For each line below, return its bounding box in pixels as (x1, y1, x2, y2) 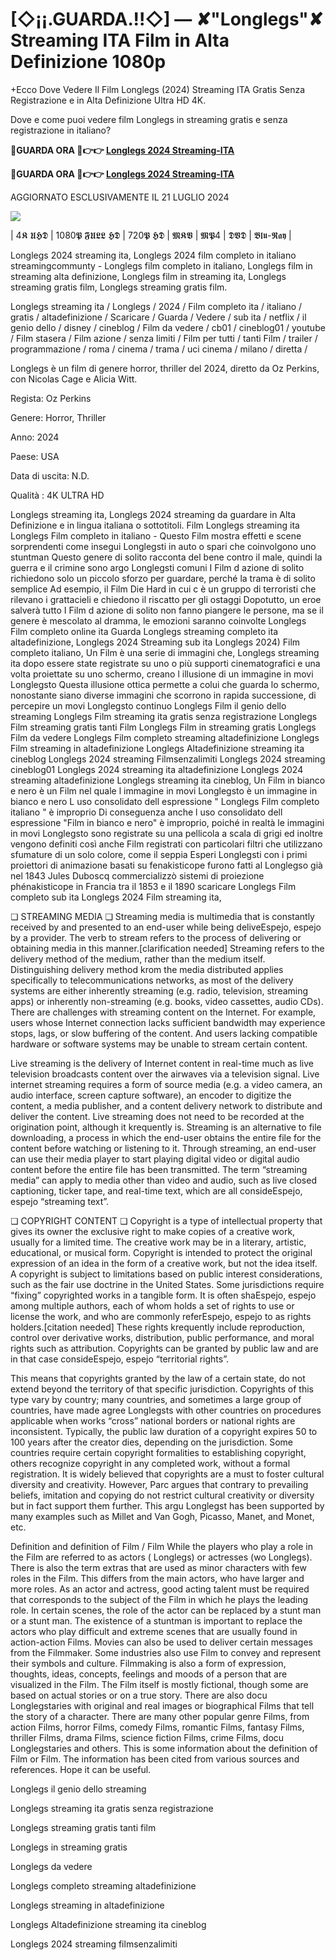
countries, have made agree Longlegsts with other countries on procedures (10, 1404, 322, 1416)
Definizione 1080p (10, 51, 167, 73)
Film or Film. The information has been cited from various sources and (10, 1753, 300, 1765)
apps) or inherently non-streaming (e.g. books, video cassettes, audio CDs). (10, 995, 324, 1007)
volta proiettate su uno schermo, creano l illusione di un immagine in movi (10, 668, 314, 680)
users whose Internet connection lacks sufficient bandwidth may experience (10, 1016, 326, 1028)
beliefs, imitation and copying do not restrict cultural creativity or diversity (10, 1489, 315, 1501)
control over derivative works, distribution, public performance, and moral (10, 1331, 315, 1343)
